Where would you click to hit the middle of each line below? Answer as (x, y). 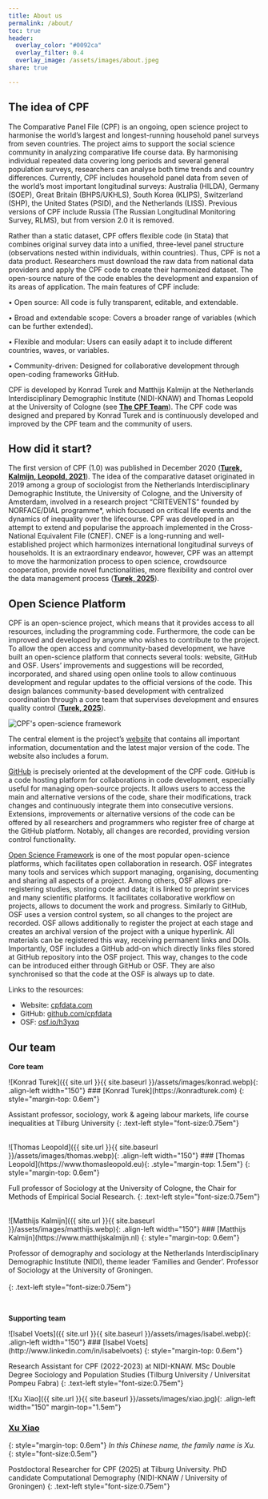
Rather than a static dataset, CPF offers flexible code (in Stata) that (119, 235)
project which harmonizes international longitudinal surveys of (150, 544)
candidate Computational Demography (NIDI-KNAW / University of (118, 1478)
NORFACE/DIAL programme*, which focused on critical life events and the (130, 511)
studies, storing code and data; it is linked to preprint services (147, 889)
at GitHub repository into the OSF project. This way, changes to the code (128, 957)
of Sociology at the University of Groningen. (81, 1270)
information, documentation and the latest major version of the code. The (129, 747)
